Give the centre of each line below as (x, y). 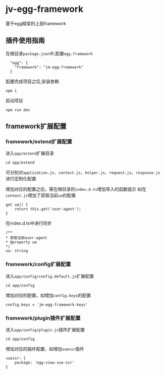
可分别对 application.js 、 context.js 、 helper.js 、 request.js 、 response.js (83, 172)
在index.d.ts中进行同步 (29, 223)
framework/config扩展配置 (38, 265)
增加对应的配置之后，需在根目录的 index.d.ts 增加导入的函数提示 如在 (76, 189)
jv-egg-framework (45, 9)
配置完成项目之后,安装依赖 (32, 81)
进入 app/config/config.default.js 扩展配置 (50, 276)
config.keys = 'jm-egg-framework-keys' (47, 305)
